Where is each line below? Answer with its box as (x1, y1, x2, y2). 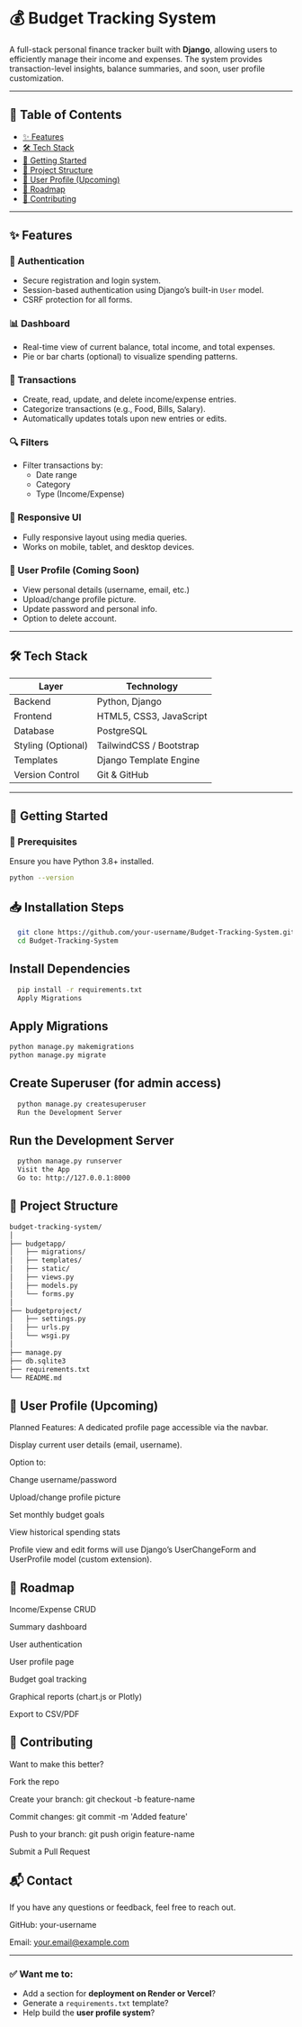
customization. (9, 72, 65, 83)
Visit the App (17, 1165, 70, 1174)
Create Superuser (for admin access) (9, 1075, 222, 1091)
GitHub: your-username (9, 1919, 97, 1930)
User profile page (9, 1657, 75, 1667)
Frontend (13, 709, 52, 722)
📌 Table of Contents (9, 107, 122, 123)
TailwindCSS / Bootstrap (96, 739, 200, 752)
